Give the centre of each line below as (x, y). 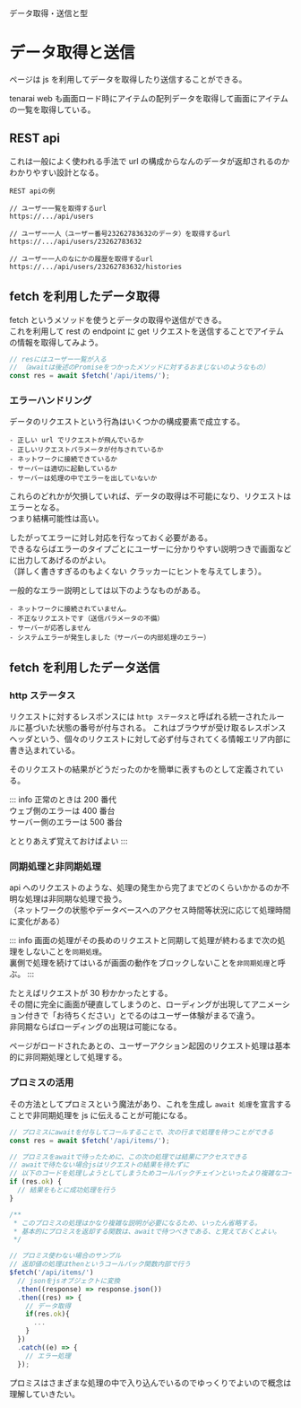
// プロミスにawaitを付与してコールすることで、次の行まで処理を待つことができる (142, 1132)
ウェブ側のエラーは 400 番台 (62, 811)
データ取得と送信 (73, 53)
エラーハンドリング (51, 400)
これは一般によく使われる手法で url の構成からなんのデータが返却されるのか (150, 161)
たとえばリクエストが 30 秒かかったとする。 (91, 993)
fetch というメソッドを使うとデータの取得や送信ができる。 (118, 319)
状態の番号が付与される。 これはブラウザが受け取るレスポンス (171, 728)
